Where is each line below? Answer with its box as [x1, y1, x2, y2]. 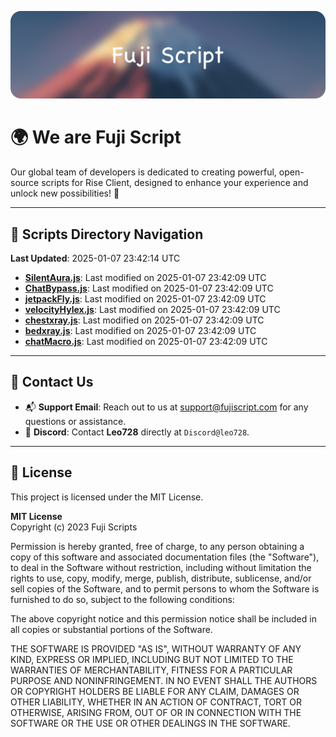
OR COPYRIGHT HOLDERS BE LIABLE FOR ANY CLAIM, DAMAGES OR [10, 685, 300, 697]
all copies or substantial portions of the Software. [10, 623, 213, 635]
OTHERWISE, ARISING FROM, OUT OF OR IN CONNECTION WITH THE [10, 706, 302, 718]
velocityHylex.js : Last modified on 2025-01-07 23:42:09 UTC [24, 304, 281, 316]
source [10, 177, 40, 189]
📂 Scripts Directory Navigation [10, 226, 204, 243]
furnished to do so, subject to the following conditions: [10, 593, 235, 605]
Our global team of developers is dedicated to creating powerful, [10, 166, 277, 178]
